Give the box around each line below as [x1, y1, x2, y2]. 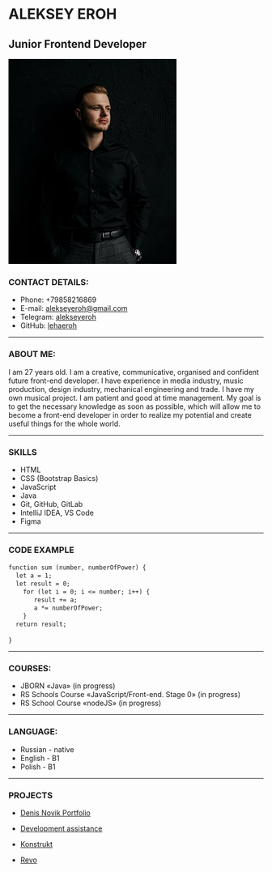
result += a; [33, 596, 79, 604]
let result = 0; [15, 580, 70, 588]
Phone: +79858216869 [19, 295, 97, 304]
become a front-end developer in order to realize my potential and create [8, 410, 253, 419]
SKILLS [8, 446, 38, 457]
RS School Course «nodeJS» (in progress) [19, 698, 162, 708]
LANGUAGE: [8, 726, 58, 738]
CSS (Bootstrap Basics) [19, 473, 99, 483]
